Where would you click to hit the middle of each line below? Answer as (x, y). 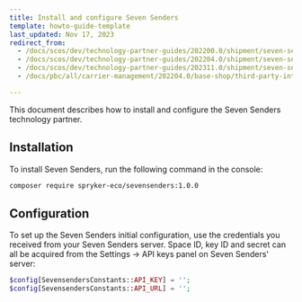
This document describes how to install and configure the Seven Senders (145, 110)
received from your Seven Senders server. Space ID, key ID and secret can (147, 244)
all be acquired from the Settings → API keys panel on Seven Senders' (139, 254)
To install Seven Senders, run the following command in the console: (136, 169)
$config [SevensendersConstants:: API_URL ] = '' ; (100, 289)
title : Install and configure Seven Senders (94, 18)
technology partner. (46, 119)
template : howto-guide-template (70, 26)
